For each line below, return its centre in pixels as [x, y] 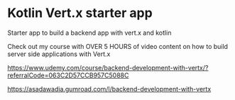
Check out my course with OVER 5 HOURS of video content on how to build [118, 46]
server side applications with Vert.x [59, 54]
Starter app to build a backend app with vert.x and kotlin [89, 33]
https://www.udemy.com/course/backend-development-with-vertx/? [108, 67]
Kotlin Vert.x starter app [80, 13]
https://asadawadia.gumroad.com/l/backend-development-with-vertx [109, 89]
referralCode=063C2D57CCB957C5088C [68, 75]
